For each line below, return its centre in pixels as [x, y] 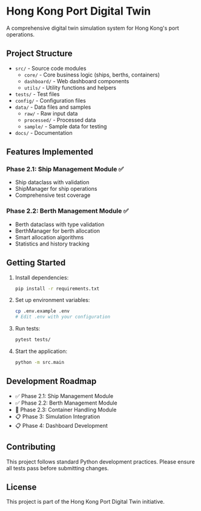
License [21, 487]
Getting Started [36, 263]
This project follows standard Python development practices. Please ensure [100, 461]
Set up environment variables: [52, 300]
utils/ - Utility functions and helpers [70, 87]
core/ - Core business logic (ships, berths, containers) [92, 75]
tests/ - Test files [37, 94]
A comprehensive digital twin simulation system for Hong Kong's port [93, 28]
